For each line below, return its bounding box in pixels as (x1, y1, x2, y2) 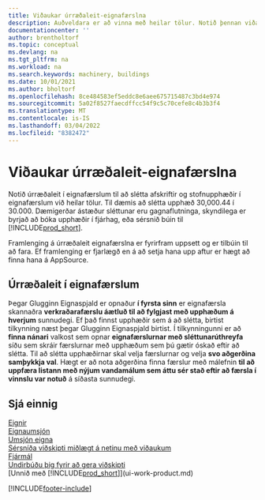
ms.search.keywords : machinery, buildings (8, 70, 150, 78)
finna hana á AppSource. (8, 254, 89, 265)
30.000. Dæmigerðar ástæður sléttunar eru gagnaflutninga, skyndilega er (8, 206, 246, 216)
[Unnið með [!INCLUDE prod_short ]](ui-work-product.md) (8, 468, 194, 478)
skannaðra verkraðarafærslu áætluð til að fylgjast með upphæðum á (8, 307, 234, 317)
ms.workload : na (8, 63, 62, 71)
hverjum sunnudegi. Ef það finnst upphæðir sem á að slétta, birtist (8, 315, 224, 325)
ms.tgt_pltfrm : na (8, 56, 69, 64)
